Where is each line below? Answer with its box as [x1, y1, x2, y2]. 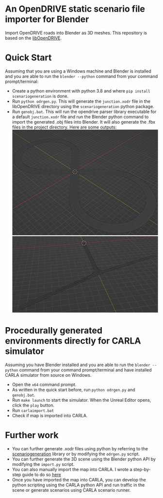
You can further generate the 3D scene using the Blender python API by [12, 456, 156, 462]
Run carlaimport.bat [12, 407, 54, 413]
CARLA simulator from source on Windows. [5, 372, 92, 378]
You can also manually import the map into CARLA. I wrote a [12, 466, 132, 472]
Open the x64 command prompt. [12, 381, 77, 387]
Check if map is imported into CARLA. [12, 412, 88, 418]
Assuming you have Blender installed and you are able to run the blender [5, 362, 150, 368]
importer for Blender [5, 14, 89, 25]
